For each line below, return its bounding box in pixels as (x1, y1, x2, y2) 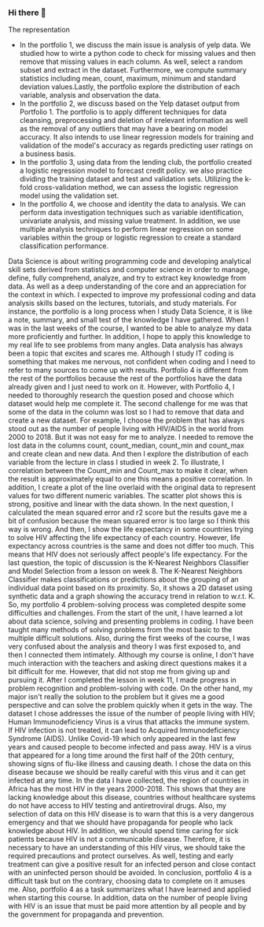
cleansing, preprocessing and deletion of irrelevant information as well (19, 116, 248, 125)
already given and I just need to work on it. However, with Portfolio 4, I (8, 382, 235, 392)
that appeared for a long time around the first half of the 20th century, (8, 750, 234, 760)
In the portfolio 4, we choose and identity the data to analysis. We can (19, 199, 246, 209)
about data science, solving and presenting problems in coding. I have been (8, 616, 254, 626)
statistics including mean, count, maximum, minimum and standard (19, 74, 236, 84)
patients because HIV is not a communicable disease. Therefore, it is (8, 835, 231, 844)
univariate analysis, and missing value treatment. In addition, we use (19, 216, 241, 225)
